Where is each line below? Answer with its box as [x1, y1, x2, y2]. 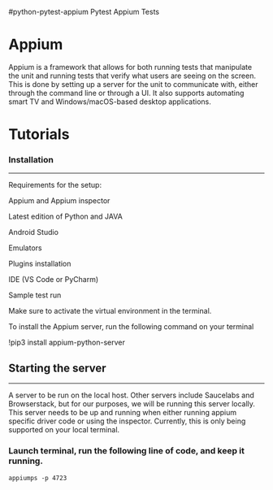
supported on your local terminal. [8, 425, 120, 435]
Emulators [8, 243, 42, 253]
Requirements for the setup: [8, 180, 102, 190]
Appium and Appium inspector [8, 196, 110, 206]
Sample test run [8, 290, 62, 300]
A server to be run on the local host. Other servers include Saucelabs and [8, 390, 254, 401]
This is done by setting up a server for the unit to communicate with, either [8, 79, 258, 89]
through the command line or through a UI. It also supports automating [8, 88, 245, 98]
